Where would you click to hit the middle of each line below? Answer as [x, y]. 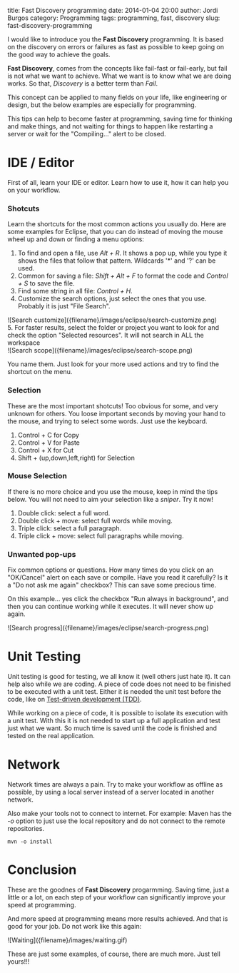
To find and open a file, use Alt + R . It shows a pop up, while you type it [122, 253]
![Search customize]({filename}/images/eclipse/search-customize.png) [112, 320]
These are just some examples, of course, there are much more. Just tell [114, 954]
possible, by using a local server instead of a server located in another [111, 792]
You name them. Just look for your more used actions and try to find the [113, 364]
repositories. [26, 828]
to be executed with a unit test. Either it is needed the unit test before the [115, 692]
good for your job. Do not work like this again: [75, 926]
